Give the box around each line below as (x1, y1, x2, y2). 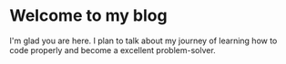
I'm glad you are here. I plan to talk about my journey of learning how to (9, 35, 278, 46)
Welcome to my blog (9, 5, 168, 26)
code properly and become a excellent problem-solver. (9, 44, 216, 55)
